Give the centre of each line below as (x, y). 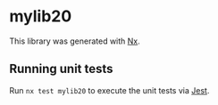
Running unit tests (61, 69)
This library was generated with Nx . (75, 41)
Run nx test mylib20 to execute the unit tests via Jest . (109, 90)
